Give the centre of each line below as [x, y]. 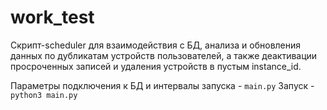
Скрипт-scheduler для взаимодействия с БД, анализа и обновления [156, 45]
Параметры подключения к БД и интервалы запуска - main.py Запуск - [162, 85]
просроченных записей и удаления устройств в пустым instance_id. [156, 66]
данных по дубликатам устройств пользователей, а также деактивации [164, 55]
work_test [52, 17]
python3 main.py [44, 95]
